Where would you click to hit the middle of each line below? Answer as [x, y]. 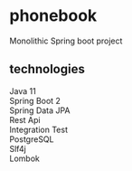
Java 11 [23, 90]
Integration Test [39, 129]
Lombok [25, 158]
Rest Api [25, 119]
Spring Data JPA [40, 110]
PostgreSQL [32, 139]
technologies [47, 69]
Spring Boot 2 [35, 100]
